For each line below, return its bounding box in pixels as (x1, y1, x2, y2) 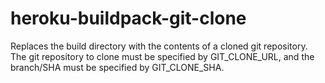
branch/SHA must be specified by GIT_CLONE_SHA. (10, 61, 225, 73)
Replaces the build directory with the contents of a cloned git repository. (10, 40, 308, 52)
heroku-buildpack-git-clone (10, 7, 247, 30)
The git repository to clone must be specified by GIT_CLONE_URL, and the (10, 50, 315, 62)
